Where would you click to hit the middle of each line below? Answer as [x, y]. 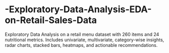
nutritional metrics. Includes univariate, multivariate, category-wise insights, [84, 40]
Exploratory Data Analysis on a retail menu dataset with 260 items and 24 [82, 34]
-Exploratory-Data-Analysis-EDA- [78, 9]
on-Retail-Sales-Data [51, 20]
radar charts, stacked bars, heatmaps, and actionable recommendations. [81, 45]
